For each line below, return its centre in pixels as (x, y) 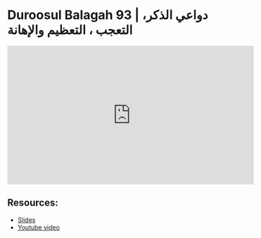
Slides (26, 220)
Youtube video (38, 227)
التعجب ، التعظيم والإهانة (70, 30)
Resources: (33, 203)
